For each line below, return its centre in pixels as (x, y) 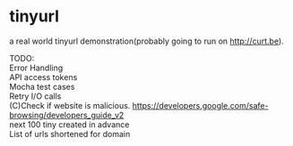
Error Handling (36, 68)
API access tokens (43, 77)
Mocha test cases (42, 86)
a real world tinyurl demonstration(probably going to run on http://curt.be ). (146, 41)
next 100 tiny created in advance (69, 124)
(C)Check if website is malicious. (70, 105)
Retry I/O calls (35, 96)
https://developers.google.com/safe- (200, 105)
